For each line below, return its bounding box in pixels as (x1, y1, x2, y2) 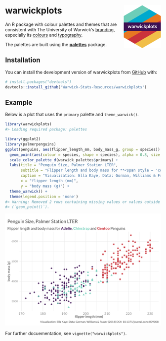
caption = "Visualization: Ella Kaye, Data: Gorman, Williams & (20, 173, 156, 178)
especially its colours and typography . (5, 32, 83, 38)
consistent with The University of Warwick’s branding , (5, 26, 115, 32)
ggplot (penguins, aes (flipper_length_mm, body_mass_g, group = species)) (5, 147, 161, 152)
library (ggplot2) (5, 136, 41, 141)
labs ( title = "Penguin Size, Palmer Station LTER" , (9, 163, 119, 168)
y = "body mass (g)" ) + (20, 184, 70, 189)
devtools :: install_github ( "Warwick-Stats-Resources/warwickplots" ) (5, 84, 147, 89)
